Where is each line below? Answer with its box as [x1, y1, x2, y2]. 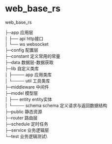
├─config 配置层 [5, 47, 38, 53]
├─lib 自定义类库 [5, 65, 39, 72]
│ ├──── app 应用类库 [5, 72, 52, 77]
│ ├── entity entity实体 [5, 96, 53, 102]
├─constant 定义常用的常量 [5, 53, 60, 59]
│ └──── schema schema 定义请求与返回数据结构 [5, 102, 108, 108]
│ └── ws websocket [5, 41, 49, 47]
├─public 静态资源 [5, 108, 42, 114]
